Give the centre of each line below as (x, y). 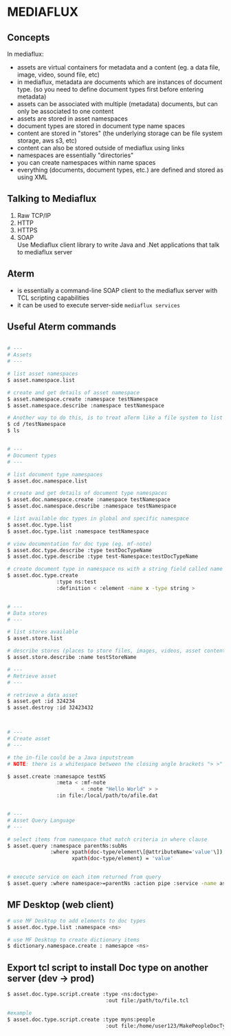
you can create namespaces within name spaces (86, 162)
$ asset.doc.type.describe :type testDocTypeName (80, 550)
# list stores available (43, 632)
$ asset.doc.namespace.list (47, 481)
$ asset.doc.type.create (43, 576)
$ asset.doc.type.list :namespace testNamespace (78, 531)
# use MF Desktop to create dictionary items (73, 939)
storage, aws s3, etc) (47, 141)
